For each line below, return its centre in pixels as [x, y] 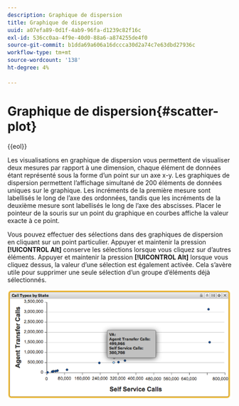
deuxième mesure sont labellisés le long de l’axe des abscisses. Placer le [115, 205]
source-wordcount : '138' [44, 61]
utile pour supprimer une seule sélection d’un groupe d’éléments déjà [109, 272]
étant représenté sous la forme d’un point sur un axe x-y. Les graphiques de [118, 175]
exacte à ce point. [34, 220]
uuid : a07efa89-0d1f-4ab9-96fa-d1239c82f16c [74, 30]
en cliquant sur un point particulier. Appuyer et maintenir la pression [107, 241]
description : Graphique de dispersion [65, 15]
